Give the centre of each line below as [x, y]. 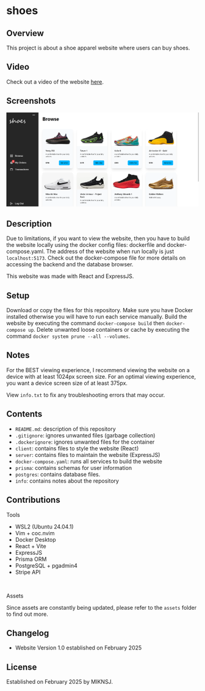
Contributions [33, 500]
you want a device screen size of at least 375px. [67, 383]
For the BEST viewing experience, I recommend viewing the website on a [98, 370]
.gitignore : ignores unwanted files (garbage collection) [85, 435]
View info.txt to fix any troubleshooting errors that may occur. [86, 395]
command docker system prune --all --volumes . [68, 336]
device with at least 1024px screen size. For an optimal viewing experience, [101, 376]
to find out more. [27, 614]
